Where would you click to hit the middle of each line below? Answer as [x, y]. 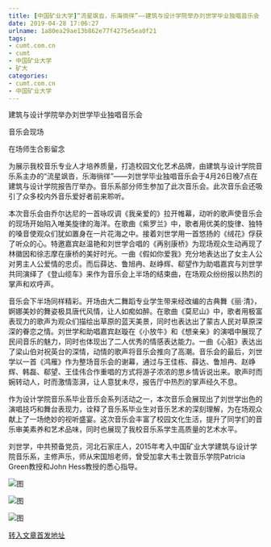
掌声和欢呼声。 [33, 284]
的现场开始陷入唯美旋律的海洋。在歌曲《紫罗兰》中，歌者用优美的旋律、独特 [135, 223]
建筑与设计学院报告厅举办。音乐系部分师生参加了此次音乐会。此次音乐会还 [132, 186]
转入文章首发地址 [37, 535]
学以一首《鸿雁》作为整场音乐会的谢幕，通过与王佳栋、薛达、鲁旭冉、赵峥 [132, 362]
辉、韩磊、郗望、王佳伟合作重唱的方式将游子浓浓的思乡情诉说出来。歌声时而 [135, 372]
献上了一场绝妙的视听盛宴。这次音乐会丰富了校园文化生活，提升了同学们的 [132, 420]
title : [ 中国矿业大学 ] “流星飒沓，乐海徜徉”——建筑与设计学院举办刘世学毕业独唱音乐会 [134, 16]
